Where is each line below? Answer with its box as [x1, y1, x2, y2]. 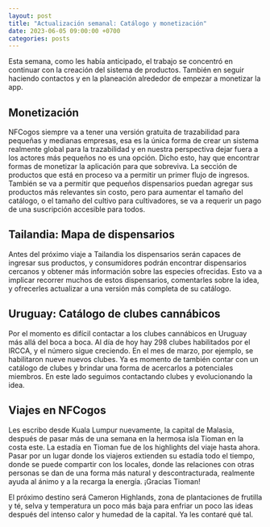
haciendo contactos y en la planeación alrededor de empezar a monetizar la [8, 74, 261, 83]
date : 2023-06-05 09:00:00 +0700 [8, 27, 121, 35]
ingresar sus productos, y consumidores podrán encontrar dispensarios [8, 258, 247, 268]
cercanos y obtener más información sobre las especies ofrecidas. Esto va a [8, 266, 263, 276]
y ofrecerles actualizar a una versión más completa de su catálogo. [8, 284, 232, 293]
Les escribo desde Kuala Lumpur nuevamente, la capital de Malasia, [8, 425, 235, 435]
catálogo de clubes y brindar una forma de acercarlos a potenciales [8, 363, 234, 373]
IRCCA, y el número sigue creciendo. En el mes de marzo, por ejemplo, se [8, 345, 254, 356]
